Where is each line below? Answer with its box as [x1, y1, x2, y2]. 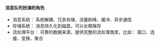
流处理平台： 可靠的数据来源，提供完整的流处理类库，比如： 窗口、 [12, 29, 151, 35]
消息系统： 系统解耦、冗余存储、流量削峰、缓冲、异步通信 [12, 16, 132, 22]
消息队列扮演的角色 [5, 4, 45, 10]
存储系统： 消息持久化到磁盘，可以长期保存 [12, 23, 101, 29]
